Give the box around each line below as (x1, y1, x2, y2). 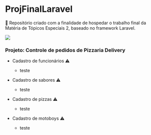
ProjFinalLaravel (5, 3, 73, 15)
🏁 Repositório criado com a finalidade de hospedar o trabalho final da (5, 20, 147, 26)
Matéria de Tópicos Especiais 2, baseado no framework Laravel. (5, 25, 136, 31)
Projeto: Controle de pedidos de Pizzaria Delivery (5, 46, 126, 53)
